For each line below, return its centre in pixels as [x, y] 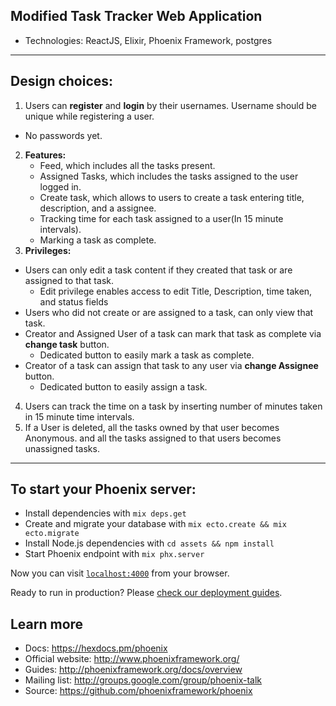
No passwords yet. [63, 135]
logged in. [60, 186]
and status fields [74, 301]
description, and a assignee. [98, 208]
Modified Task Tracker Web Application [136, 16]
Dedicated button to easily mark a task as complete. [147, 355]
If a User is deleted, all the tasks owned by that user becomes [152, 427]
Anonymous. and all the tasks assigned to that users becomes [153, 438]
